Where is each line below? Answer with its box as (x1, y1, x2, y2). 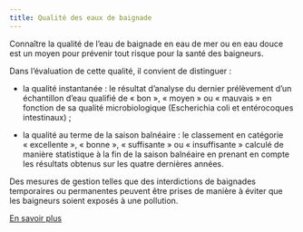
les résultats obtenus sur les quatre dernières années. (22, 158, 224, 169)
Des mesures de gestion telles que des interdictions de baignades (9, 176, 257, 187)
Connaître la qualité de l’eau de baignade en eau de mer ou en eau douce (9, 38, 284, 49)
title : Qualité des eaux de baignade (9, 13, 152, 23)
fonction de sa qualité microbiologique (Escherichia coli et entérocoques (22, 101, 294, 113)
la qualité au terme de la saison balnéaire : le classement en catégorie (22, 129, 284, 140)
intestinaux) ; (22, 111, 72, 122)
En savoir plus (9, 212, 62, 223)
